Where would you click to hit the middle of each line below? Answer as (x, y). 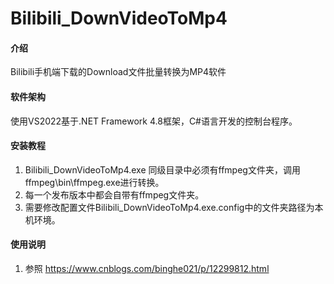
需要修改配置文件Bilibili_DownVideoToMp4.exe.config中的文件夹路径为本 (174, 207)
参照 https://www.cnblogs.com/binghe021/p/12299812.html (147, 268)
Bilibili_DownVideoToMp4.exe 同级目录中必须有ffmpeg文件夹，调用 (162, 169)
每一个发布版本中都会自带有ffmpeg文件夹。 (114, 194)
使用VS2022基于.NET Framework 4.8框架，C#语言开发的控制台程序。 (154, 121)
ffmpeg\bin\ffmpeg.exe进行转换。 (94, 182)
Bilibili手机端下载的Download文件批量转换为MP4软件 (118, 72)
